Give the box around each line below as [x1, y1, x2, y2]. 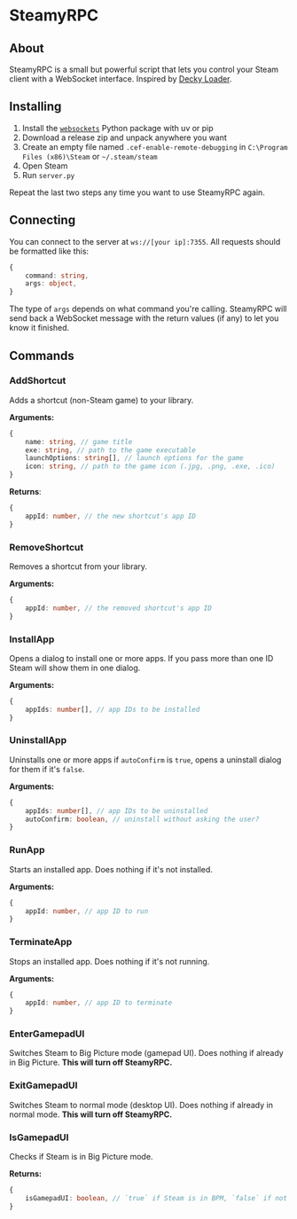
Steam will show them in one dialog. [9, 662, 141, 673]
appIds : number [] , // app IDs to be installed [25, 705, 200, 714]
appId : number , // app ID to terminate [25, 998, 173, 1007]
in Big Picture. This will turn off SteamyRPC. [9, 1057, 173, 1068]
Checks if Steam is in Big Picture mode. [9, 1152, 153, 1162]
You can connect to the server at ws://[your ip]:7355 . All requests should [9, 236, 281, 246]
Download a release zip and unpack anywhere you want [21, 132, 228, 143]
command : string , [25, 271, 90, 280]
